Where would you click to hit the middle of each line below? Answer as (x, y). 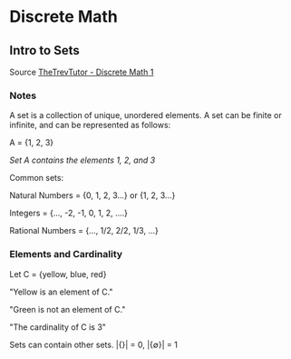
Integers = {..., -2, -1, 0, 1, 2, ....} (69, 213)
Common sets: (37, 178)
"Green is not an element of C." (68, 309)
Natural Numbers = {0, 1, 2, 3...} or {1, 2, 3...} (92, 195)
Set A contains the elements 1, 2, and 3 (82, 160)
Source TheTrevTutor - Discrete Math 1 (82, 72)
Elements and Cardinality (66, 254)
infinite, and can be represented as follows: (90, 125)
